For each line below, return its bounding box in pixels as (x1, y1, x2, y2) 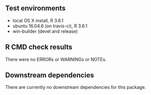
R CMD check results (5, 43, 73, 52)
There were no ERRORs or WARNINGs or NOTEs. (5, 56, 107, 62)
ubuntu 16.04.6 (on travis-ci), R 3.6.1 (12, 23, 87, 29)
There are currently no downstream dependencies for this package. (5, 84, 146, 90)
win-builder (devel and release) (12, 28, 78, 34)
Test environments (5, 4, 66, 13)
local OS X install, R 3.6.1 (12, 17, 64, 23)
